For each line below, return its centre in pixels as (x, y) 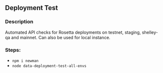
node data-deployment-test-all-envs (49, 66)
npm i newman (25, 61)
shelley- (150, 32)
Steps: (13, 50)
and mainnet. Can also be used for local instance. (61, 37)
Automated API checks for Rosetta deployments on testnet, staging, (73, 32)
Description (19, 22)
